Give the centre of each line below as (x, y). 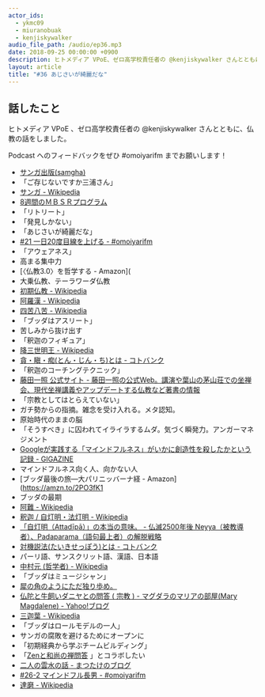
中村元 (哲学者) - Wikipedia (64, 566)
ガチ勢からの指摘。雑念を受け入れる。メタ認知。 (99, 410)
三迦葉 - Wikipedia (50, 616)
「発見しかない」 (47, 222)
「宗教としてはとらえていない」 (72, 400)
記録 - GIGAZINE (46, 459)
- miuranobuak (38, 30)
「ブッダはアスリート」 (58, 320)
